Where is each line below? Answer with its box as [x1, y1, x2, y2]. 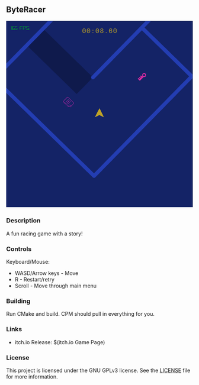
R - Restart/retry [14, 276, 55, 283]
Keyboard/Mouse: [6, 258, 50, 266]
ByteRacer [6, 5, 46, 15]
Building [6, 297, 31, 305]
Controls [6, 245, 32, 253]
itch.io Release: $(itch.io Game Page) [14, 338, 105, 345]
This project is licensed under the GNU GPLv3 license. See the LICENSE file [6, 367, 191, 374]
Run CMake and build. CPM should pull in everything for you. [6, 310, 155, 318]
